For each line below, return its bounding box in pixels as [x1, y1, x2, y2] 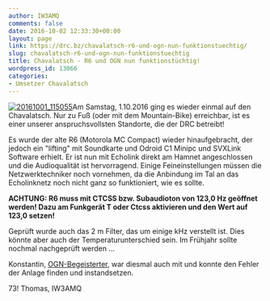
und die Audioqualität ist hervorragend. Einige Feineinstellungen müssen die [8, 160, 262, 170]
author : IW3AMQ [8, 11, 60, 20]
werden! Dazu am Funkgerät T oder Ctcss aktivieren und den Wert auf [8, 201, 248, 211]
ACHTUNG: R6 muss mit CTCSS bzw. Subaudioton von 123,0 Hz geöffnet [8, 193, 258, 203]
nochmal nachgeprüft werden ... [8, 244, 116, 253]
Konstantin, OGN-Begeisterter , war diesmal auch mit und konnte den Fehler [8, 259, 259, 269]
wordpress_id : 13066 [8, 65, 78, 73]
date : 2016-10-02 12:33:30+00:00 [8, 27, 121, 35]
